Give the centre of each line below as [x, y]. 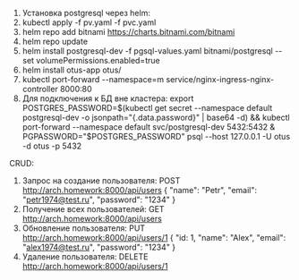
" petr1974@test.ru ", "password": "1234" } [99, 199]
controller [40, 89]
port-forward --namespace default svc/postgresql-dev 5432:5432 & [149, 127]
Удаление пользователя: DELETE [85, 257]
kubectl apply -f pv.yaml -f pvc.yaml [89, 22]
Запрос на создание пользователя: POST [101, 181]
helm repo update [55, 41]
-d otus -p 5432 [52, 146]
